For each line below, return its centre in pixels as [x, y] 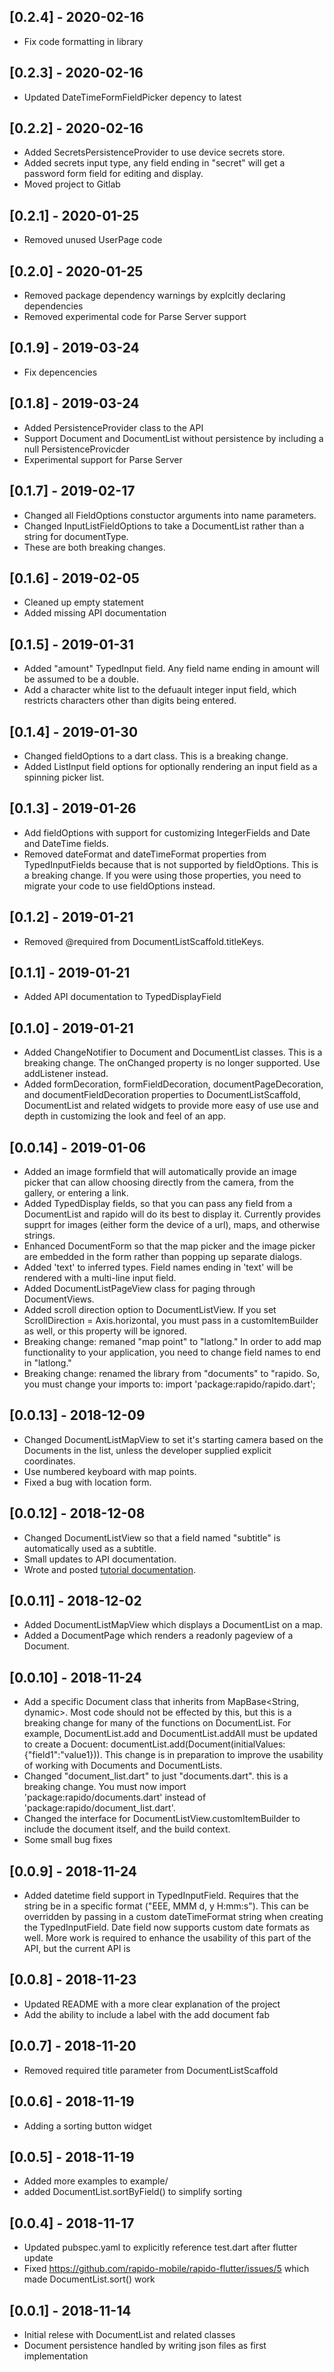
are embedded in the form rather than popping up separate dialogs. [162, 1256]
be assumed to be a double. [81, 679]
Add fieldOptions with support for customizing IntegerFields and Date [167, 832]
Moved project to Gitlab [72, 184]
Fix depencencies [60, 372]
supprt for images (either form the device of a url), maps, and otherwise [172, 1224]
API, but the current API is [77, 1949]
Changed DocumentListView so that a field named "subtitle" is [152, 1537]
